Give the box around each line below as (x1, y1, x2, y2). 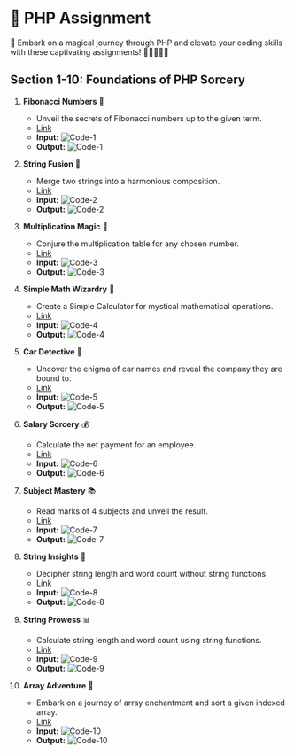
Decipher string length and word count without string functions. (35, 568, 268, 579)
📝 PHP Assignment (10, 8, 151, 28)
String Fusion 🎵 (22, 159, 81, 169)
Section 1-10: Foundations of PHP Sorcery (10, 73, 246, 88)
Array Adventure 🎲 (22, 680, 94, 690)
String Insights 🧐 (22, 551, 87, 562)
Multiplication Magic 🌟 (22, 221, 109, 231)
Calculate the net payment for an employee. (35, 439, 197, 450)
